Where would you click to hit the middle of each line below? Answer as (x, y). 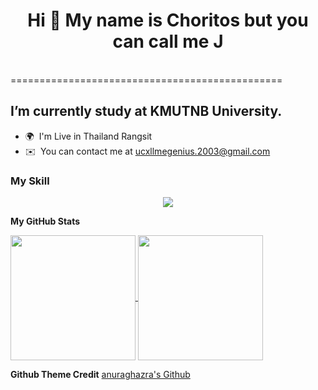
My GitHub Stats (45, 221)
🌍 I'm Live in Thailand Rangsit (88, 136)
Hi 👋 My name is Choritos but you (168, 20)
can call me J (168, 41)
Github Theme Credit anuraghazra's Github (100, 375)
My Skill (30, 181)
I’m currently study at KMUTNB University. (146, 111)
